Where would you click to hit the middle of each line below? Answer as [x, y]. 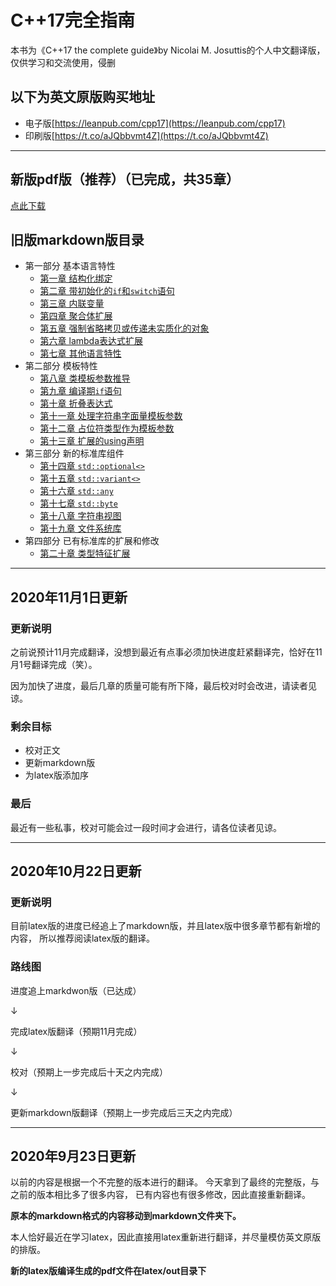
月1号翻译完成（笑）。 [54, 665]
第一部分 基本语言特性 [70, 266]
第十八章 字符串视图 [80, 516]
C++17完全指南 [73, 20]
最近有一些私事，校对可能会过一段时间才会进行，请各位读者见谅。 [146, 827]
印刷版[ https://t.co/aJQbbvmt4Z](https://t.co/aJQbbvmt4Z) [146, 135]
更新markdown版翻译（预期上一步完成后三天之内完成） [124, 1112]
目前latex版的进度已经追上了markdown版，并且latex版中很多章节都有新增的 [165, 926]
